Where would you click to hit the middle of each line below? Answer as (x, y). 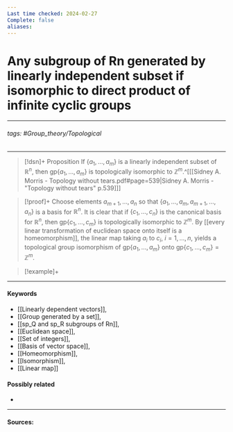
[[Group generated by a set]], (59, 316)
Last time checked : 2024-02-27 (52, 14)
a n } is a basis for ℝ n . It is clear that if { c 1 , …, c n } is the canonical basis (123, 212)
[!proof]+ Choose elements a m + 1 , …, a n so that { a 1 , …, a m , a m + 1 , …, (120, 202)
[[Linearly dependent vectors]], (62, 309)
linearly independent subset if (96, 75)
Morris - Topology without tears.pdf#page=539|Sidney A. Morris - (119, 181)
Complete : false (31, 20)
